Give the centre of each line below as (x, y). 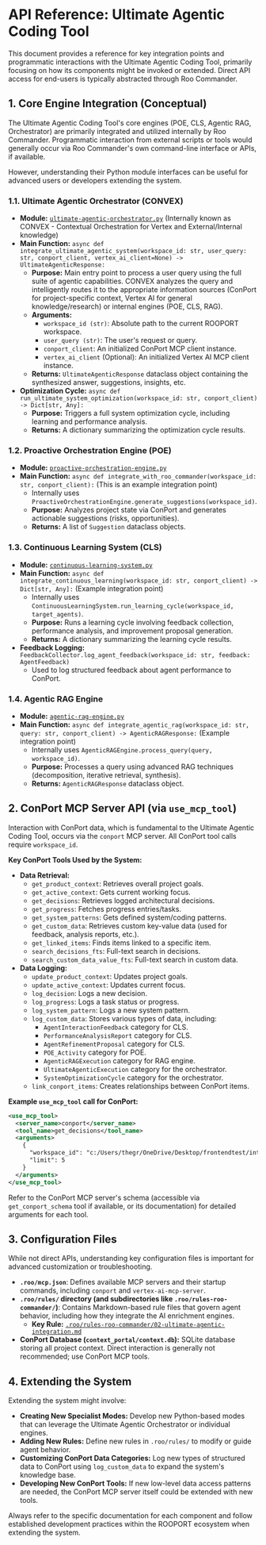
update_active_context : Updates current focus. (108, 985)
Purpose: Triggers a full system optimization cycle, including (131, 413)
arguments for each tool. (48, 1214)
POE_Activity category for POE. (95, 1052)
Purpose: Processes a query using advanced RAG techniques (132, 767)
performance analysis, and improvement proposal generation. (132, 630)
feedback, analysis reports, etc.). (85, 934)
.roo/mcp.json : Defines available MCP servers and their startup (123, 1282)
